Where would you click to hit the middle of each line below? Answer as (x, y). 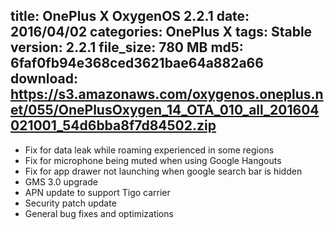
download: (44, 79)
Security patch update (70, 203)
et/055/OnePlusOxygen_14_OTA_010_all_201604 (165, 110)
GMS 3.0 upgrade (61, 181)
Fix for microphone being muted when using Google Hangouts (153, 160)
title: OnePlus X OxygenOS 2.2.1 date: (130, 16)
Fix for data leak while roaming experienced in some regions (149, 150)
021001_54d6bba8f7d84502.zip (113, 125)
